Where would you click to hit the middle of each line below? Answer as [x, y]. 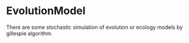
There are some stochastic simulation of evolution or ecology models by [94, 27]
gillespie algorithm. [29, 33]
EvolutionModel [46, 11]
